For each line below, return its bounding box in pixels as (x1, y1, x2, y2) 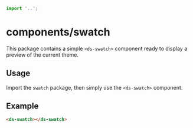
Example (6, 101, 39, 111)
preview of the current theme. (6, 51, 78, 58)
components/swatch (6, 25, 110, 39)
